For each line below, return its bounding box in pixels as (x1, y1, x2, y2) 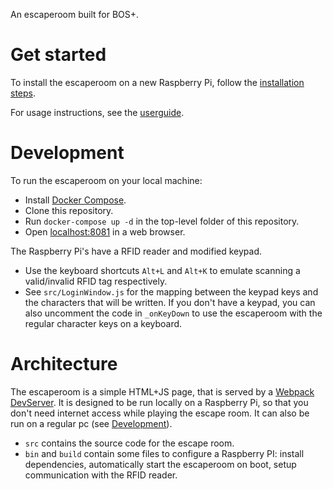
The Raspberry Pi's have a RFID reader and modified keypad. (10, 245, 263, 257)
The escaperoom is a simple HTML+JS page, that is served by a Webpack (10, 385, 315, 398)
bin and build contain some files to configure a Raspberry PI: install (24, 447, 305, 459)
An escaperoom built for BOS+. (10, 9, 140, 20)
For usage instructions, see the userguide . (10, 106, 185, 118)
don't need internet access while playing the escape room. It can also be (10, 407, 310, 419)
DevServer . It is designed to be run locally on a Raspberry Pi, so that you (10, 396, 309, 408)
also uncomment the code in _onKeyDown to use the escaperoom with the (24, 307, 323, 319)
